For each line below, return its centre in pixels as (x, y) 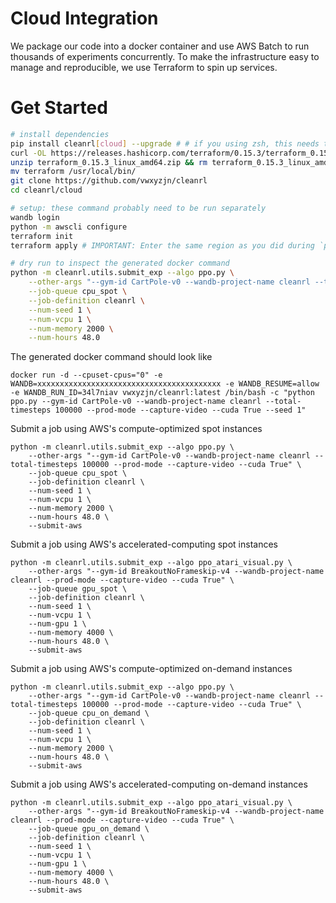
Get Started (59, 108)
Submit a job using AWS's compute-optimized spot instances (136, 429)
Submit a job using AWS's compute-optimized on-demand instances (151, 669)
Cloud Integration (84, 18)
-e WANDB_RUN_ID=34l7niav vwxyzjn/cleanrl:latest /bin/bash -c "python (162, 393)
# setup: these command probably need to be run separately (138, 208)
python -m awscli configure (69, 227)
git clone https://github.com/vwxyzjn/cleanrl (109, 181)
